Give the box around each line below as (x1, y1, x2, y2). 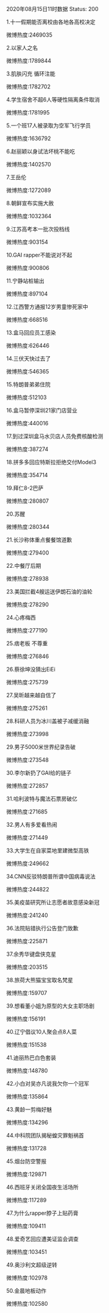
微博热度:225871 (6, 938, 47, 944)
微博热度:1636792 (6, 135, 51, 142)
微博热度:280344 (6, 523, 50, 530)
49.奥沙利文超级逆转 (6, 1261, 58, 1269)
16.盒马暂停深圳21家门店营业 (6, 407, 78, 414)
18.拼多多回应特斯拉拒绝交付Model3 (6, 459, 96, 465)
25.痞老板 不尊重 (6, 640, 48, 647)
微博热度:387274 (6, 445, 49, 453)
